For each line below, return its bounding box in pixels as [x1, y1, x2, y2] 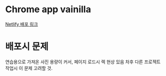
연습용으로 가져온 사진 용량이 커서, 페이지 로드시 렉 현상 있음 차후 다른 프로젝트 [5, 59, 161, 65]
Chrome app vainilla [5, 4, 91, 15]
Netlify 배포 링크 [5, 21, 38, 27]
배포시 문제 [5, 41, 49, 53]
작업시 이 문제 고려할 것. [5, 65, 53, 71]
